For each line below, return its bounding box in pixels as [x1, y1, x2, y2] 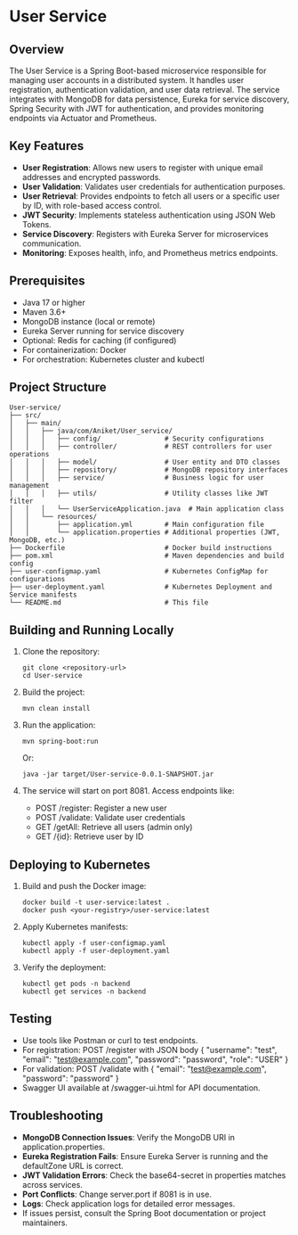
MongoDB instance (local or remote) [21, 316, 156, 326]
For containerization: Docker [21, 344, 127, 355]
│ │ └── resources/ [9, 513, 98, 522]
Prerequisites [9, 274, 85, 289]
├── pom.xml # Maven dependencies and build [9, 551, 285, 561]
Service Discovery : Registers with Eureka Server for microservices [21, 228, 269, 239]
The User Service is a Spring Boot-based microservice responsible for [9, 65, 267, 76]
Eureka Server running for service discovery [21, 325, 185, 336]
